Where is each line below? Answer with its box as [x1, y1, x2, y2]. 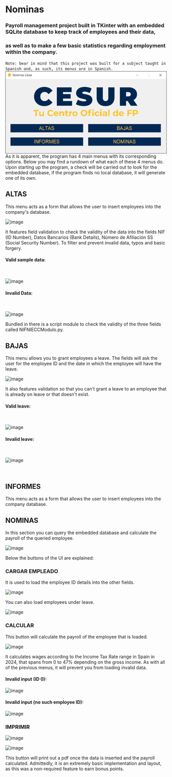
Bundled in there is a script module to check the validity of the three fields [5, 321, 161, 328]
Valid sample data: [5, 257, 46, 263]
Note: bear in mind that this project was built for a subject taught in [5, 61, 166, 66]
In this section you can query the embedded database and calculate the [5, 529, 157, 536]
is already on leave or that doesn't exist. [5, 391, 90, 398]
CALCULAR [5, 622, 34, 629]
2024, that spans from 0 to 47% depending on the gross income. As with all [5, 659, 165, 665]
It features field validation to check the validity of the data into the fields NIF [5, 229, 165, 235]
